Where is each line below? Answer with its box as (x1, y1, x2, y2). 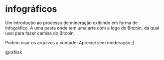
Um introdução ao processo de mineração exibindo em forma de (5, 20, 138, 26)
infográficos (5, 3, 57, 15)
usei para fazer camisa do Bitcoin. (5, 30, 75, 36)
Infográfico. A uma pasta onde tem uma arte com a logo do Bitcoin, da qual (5, 25, 160, 30)
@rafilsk (5, 49, 22, 55)
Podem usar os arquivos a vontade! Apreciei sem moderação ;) (5, 39, 135, 45)
